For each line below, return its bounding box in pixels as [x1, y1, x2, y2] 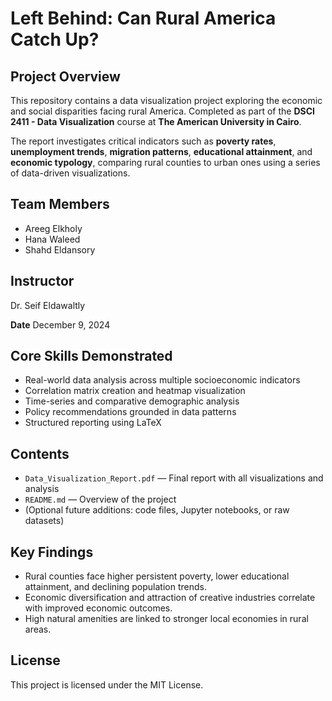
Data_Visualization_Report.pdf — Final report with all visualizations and [24, 472, 324, 484]
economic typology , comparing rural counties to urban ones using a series [10, 157, 321, 168]
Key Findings [10, 543, 94, 561]
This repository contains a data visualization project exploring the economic [10, 95, 323, 106]
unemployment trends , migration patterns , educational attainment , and [10, 146, 313, 157]
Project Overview [10, 68, 121, 85]
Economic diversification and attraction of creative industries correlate [24, 592, 316, 604]
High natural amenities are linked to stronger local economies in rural [24, 613, 309, 625]
